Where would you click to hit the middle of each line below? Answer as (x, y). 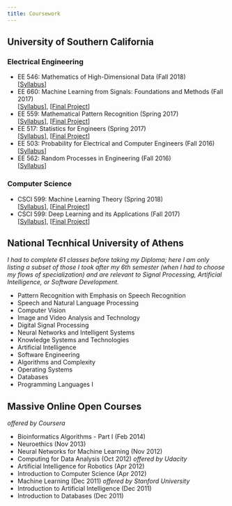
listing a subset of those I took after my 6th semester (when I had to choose (116, 267)
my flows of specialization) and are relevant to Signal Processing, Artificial (115, 275)
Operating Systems (45, 369)
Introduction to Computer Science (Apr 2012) (82, 474)
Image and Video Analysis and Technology (79, 318)
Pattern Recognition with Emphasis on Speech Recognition (101, 296)
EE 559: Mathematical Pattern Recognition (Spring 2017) (98, 114)
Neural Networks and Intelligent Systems (76, 332)
